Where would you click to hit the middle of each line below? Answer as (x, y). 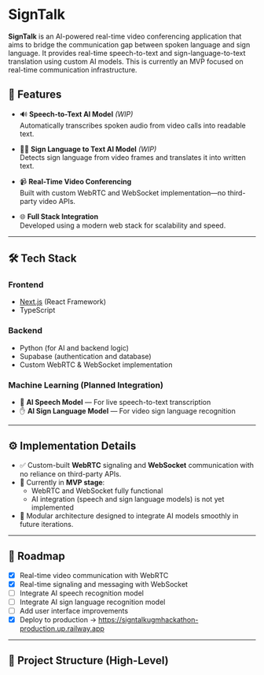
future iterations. (46, 524)
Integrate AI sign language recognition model (92, 602)
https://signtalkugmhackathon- (148, 619)
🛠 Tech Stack (42, 259)
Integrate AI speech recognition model (81, 593)
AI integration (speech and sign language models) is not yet (128, 499)
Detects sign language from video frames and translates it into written (132, 157)
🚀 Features (35, 95)
